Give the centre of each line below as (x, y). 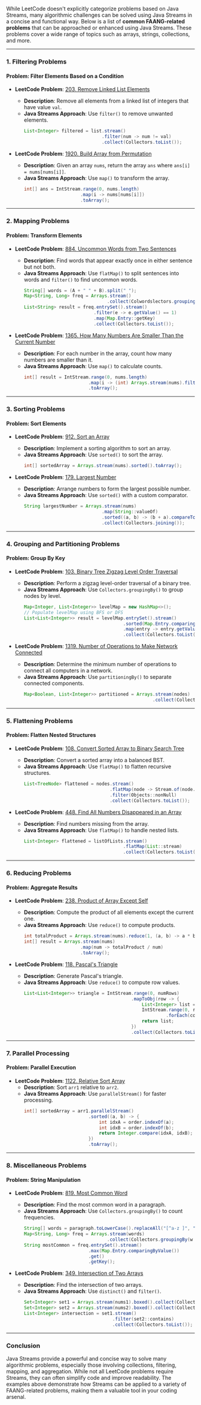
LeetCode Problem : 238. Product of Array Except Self (81, 901)
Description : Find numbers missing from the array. (86, 823)
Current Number (35, 342)
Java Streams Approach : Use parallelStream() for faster (95, 1093)
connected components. (54, 684)
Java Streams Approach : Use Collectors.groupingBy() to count (103, 1211)
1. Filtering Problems (36, 61)
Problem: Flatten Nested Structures (51, 735)
